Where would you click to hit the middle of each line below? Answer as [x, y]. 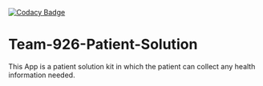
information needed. [42, 75]
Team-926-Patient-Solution [103, 45]
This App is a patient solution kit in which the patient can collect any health [132, 66]
